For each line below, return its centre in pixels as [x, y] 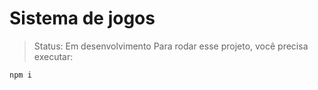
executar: [53, 56]
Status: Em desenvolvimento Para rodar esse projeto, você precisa [171, 46]
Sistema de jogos [82, 18]
